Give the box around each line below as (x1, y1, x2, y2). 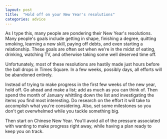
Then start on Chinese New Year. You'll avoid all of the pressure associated (5, 118, 160, 124)
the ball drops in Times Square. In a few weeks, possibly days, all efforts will (5, 66, 162, 72)
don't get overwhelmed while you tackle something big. (5, 108, 120, 114)
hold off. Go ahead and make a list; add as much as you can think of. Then (5, 87, 158, 93)
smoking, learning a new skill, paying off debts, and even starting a (5, 41, 143, 47)
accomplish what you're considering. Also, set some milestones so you (5, 103, 151, 109)
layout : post (5, 7, 32, 12)
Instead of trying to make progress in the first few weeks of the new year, (5, 81, 156, 87)
